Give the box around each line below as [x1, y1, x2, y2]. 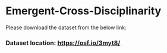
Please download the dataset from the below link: [5, 24, 127, 31]
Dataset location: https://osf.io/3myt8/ [5, 39, 121, 47]
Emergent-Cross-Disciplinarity [5, 4, 162, 18]
